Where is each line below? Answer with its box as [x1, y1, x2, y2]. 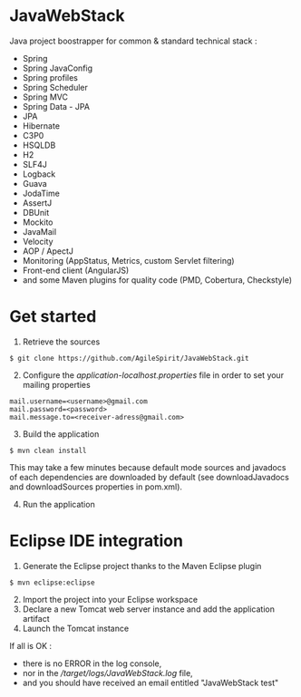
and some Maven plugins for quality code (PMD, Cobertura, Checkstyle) [22, 274, 293, 286]
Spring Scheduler [22, 82, 89, 92]
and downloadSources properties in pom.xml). [9, 481, 183, 492]
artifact [22, 613, 50, 624]
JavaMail [22, 226, 57, 237]
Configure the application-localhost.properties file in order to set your [22, 369, 284, 381]
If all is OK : [9, 640, 53, 651]
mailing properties [22, 379, 91, 390]
